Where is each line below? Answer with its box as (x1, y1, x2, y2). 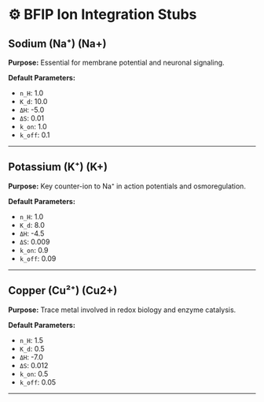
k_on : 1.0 (19, 122, 47, 131)
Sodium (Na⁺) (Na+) (8, 37, 107, 50)
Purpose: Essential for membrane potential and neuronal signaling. (8, 58, 225, 67)
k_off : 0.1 (19, 130, 50, 140)
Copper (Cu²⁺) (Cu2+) (8, 284, 118, 297)
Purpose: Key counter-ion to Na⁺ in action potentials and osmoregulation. (8, 181, 246, 191)
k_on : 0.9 (19, 245, 49, 255)
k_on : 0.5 (19, 369, 49, 378)
